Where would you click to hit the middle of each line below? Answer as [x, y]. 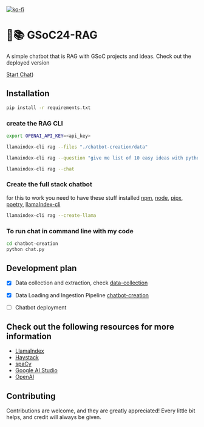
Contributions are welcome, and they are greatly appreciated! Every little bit [101, 411]
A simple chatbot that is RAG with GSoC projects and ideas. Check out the [99, 56]
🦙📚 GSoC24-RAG [52, 35]
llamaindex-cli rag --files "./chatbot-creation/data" [77, 147]
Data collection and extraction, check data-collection [81, 283]
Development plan [42, 268]
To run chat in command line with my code [70, 231]
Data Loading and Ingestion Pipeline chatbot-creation [82, 295]
